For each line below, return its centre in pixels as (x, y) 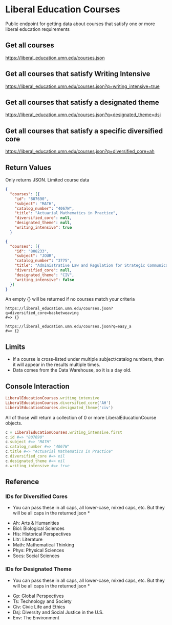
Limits (15, 347)
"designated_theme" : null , (43, 223)
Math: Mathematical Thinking (43, 545)
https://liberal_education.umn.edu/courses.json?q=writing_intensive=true (82, 86)
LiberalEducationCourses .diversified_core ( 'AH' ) (58, 403)
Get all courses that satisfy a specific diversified (84, 131)
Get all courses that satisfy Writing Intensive (78, 74)
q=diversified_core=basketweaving (42, 313)
